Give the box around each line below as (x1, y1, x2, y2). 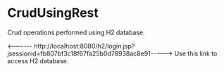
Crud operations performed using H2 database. (7, 28, 146, 37)
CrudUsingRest (7, 5, 99, 21)
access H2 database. (7, 56, 69, 65)
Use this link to (174, 49, 218, 58)
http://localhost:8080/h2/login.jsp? (34, 41, 135, 50)
